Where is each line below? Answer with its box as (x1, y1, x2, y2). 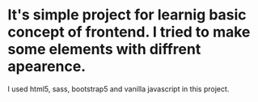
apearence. (7, 57, 87, 76)
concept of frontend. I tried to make (7, 23, 251, 41)
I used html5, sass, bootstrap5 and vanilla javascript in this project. (7, 83, 230, 94)
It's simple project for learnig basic (7, 6, 247, 24)
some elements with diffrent (7, 40, 201, 58)
